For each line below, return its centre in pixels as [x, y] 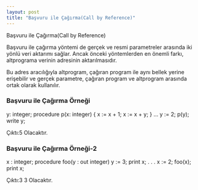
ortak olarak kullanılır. [33, 85]
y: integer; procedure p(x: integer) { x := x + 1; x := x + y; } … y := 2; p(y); [98, 114]
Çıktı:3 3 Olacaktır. [30, 180]
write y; [16, 121]
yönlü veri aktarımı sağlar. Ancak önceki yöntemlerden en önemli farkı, [95, 53]
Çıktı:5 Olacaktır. [27, 132]
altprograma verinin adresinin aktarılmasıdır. [62, 60]
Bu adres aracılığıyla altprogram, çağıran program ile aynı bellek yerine [96, 72]
